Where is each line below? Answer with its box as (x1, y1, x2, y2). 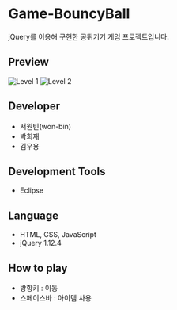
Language (8, 209, 59, 222)
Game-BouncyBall (8, 5, 130, 23)
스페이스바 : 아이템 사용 (19, 293, 92, 302)
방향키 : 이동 (19, 283, 58, 293)
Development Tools (8, 164, 106, 178)
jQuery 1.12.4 (19, 239, 62, 248)
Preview (8, 55, 50, 69)
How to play (8, 261, 68, 274)
